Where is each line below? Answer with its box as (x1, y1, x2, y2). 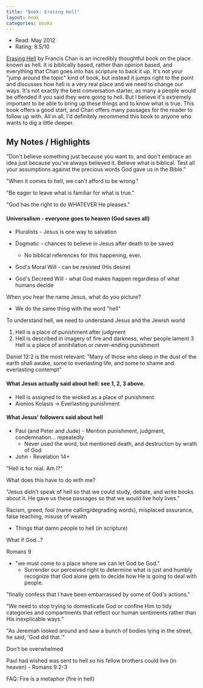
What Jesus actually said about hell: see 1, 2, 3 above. (6, 380, 145, 387)
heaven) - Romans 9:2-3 (6, 663, 68, 670)
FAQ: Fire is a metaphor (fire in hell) (6, 675, 95, 682)
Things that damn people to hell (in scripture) (15, 524, 128, 532)
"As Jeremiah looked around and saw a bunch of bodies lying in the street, (6, 627, 193, 634)
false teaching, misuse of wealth (6, 512, 87, 520)
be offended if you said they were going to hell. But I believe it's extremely (6, 93, 191, 101)
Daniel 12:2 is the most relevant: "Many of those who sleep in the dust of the (6, 353, 197, 360)
